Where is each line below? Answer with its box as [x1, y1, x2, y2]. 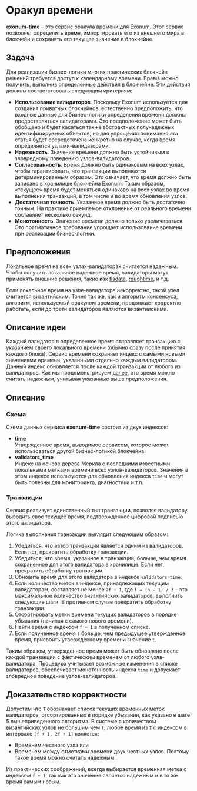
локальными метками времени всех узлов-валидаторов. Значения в [14, 466, 189, 474]
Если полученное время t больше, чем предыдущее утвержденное [14, 630, 186, 637]
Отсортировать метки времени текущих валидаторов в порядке [14, 611, 177, 618]
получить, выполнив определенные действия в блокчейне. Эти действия [6, 81, 191, 88]
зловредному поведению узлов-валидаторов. [14, 154, 131, 162]
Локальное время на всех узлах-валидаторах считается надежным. [6, 263, 178, 270]
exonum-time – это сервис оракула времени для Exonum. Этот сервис [6, 23, 184, 30]
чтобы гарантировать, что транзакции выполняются [14, 167, 146, 174]
